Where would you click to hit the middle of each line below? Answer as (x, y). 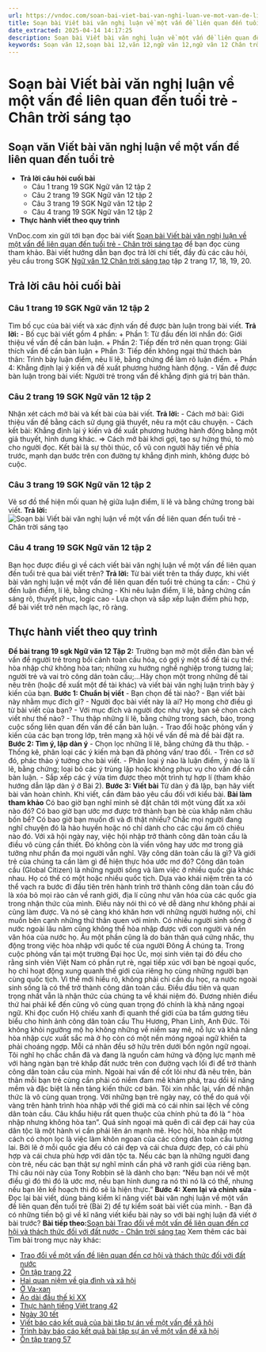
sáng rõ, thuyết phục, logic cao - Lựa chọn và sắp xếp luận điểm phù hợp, (129, 598)
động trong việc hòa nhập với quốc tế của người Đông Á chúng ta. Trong (126, 945)
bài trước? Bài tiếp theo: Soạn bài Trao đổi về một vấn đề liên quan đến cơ (129, 1223)
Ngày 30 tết (39, 1314)
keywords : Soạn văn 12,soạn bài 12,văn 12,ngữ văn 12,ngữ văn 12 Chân (127, 45)
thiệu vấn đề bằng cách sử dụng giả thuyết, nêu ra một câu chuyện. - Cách (131, 422)
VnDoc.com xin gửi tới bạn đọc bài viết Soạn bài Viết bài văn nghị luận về (127, 236)
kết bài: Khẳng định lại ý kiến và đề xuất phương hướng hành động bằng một (133, 431)
